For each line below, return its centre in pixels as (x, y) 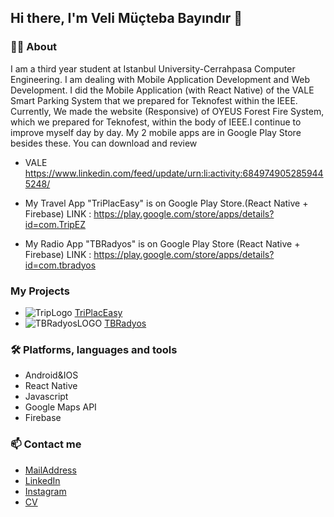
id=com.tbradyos (60, 265)
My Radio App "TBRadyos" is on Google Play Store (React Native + (162, 243)
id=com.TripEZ (55, 224)
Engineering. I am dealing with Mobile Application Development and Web (160, 79)
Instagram (45, 491)
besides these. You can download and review (104, 143)
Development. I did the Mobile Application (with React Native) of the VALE (162, 90)
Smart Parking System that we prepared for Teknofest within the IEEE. (154, 100)
